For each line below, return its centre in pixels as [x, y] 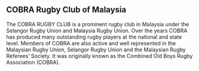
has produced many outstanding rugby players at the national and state [94, 37]
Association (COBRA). [33, 62]
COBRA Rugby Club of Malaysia [66, 10]
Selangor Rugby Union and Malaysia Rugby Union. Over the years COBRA [97, 30]
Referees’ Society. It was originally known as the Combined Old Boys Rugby [99, 55]
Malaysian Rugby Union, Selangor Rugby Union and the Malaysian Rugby [96, 50]
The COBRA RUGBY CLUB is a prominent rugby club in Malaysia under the [98, 24]
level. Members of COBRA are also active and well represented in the [91, 43]
